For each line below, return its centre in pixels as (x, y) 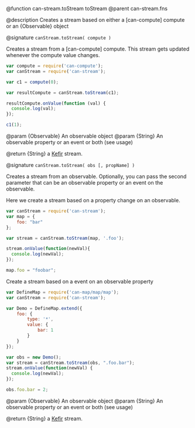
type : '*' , (40, 319)
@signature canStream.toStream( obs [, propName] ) (71, 165)
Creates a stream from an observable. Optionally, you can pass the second (96, 176)
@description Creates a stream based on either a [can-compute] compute (95, 20)
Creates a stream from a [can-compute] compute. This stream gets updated (98, 49)
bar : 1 (45, 330)
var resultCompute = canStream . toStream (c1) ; (62, 93)
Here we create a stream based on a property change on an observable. (93, 200)
